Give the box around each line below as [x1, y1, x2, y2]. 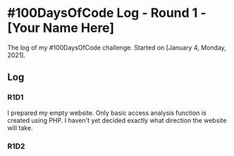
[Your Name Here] [7, 20, 115, 36]
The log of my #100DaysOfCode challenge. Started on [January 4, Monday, [7, 43, 227, 52]
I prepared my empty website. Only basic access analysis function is [7, 108, 207, 117]
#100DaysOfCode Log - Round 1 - [7, 5, 207, 21]
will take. [7, 124, 33, 132]
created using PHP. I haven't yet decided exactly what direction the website [7, 116, 227, 124]
